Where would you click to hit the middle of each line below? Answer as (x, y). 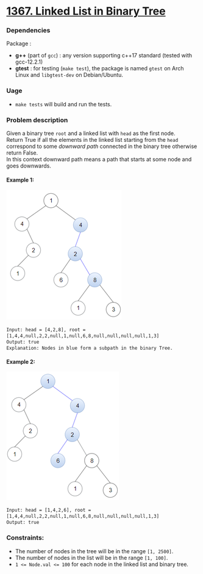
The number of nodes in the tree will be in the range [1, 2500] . (94, 551)
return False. (22, 153)
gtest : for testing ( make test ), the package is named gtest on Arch (99, 68)
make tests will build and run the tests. (63, 104)
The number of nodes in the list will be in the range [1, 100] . (91, 557)
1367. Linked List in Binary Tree (86, 11)
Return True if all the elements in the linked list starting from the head (92, 140)
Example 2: (21, 361)
